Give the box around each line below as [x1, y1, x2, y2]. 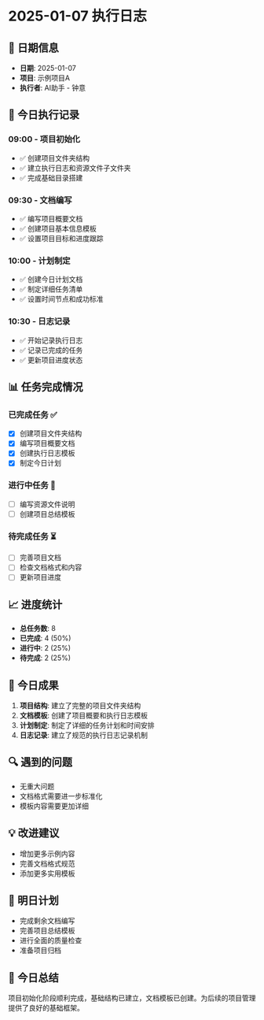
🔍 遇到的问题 [8, 755, 73, 769]
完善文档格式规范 [19, 859, 75, 868]
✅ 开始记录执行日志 [19, 336, 83, 345]
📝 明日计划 [8, 894, 59, 907]
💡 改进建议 [8, 826, 60, 840]
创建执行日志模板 [19, 448, 75, 458]
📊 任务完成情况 [8, 380, 84, 394]
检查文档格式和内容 [19, 562, 82, 572]
